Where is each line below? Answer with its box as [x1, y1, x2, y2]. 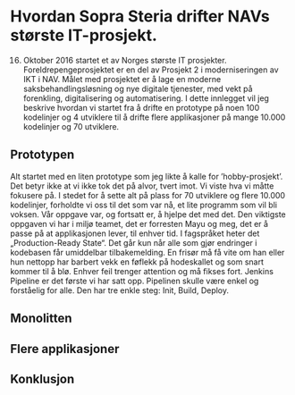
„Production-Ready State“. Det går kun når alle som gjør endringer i [10, 237, 257, 248]
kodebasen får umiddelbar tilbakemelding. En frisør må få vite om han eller [10, 247, 285, 257]
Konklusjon [10, 371, 75, 386]
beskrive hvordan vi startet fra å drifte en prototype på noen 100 [22, 102, 260, 113]
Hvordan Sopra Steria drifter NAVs [10, 6, 271, 27]
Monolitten [10, 311, 72, 326]
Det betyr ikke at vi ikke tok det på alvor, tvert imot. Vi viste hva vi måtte [10, 181, 274, 191]
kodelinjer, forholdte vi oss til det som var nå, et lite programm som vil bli [10, 199, 278, 210]
